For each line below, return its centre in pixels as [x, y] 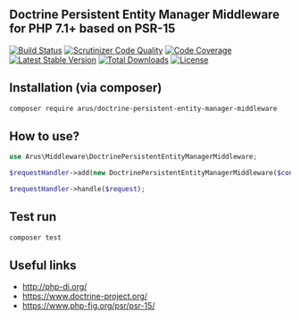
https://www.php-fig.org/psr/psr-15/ [88, 306]
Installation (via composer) [86, 88]
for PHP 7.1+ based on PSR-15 [92, 29]
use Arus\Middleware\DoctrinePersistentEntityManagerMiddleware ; [133, 157]
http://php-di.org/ [54, 287]
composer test [36, 237]
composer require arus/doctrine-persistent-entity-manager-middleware [143, 108]
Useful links [43, 266]
